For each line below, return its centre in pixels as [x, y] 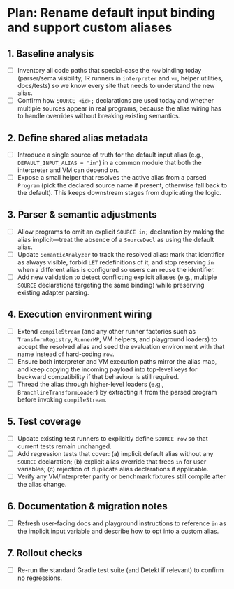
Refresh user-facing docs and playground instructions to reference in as [122, 523]
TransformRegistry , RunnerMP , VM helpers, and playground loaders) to [117, 339]
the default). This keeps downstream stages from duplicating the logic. [119, 193]
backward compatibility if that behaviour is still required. [98, 377]
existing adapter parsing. [53, 292]
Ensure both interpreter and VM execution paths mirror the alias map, [117, 361]
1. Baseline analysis [51, 54]
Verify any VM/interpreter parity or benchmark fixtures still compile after [121, 476]
